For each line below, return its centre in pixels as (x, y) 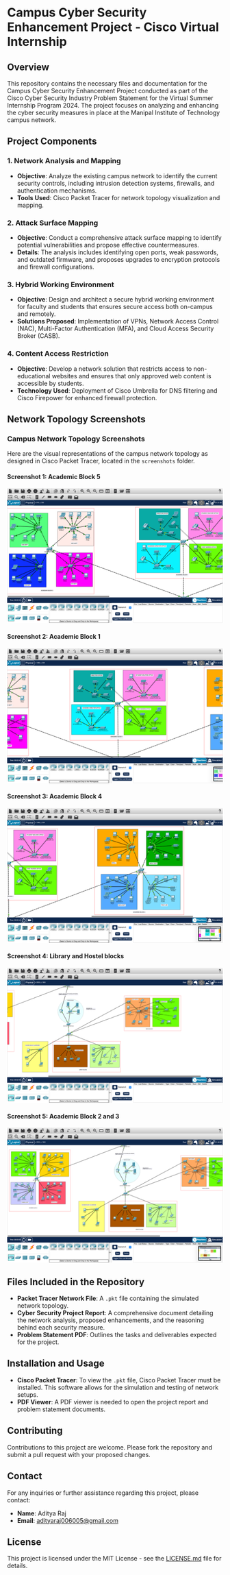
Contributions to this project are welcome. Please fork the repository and (110, 1447)
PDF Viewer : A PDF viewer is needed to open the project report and (113, 1402)
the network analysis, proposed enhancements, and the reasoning (110, 1320)
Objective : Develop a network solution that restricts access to (104, 369)
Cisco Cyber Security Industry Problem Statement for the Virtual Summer (110, 98)
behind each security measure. (61, 1328)
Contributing (35, 1431)
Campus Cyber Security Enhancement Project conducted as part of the (108, 91)
